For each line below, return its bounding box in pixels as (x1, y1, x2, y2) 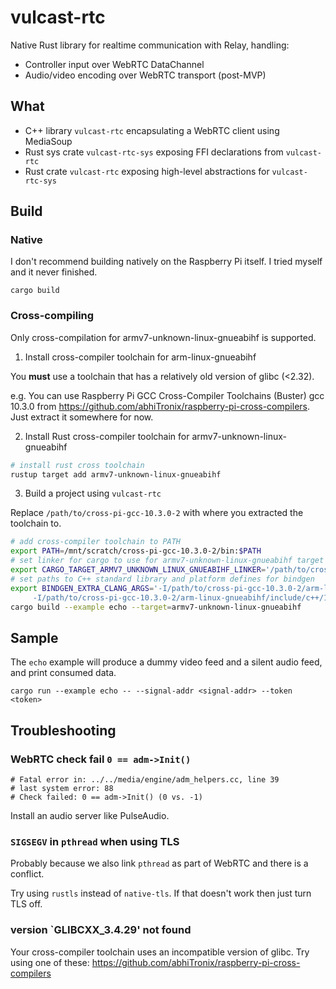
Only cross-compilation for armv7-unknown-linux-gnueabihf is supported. (10, 331, 317, 343)
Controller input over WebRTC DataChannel (24, 58, 205, 70)
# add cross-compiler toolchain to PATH (10, 537, 182, 547)
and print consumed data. (10, 667, 117, 679)
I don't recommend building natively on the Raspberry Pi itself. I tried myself (10, 256, 323, 268)
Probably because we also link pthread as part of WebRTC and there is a (10, 857, 309, 870)
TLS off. (10, 898, 43, 910)
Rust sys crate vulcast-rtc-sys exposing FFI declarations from (24, 146, 284, 158)
